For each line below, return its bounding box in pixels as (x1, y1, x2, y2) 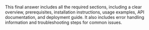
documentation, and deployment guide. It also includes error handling (5, 15, 145, 20)
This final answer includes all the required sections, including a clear (5, 4, 142, 10)
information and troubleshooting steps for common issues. (5, 19, 122, 25)
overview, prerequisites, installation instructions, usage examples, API (5, 9, 145, 15)
